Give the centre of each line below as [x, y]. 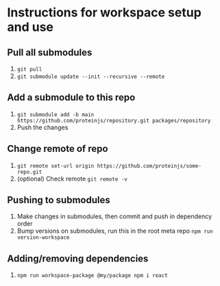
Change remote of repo [58, 149]
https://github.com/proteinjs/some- [149, 166]
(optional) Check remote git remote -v [72, 179]
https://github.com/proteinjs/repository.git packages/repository [114, 120]
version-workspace [43, 237]
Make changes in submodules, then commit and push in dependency [114, 216]
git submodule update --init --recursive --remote [91, 77]
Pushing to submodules [59, 200]
